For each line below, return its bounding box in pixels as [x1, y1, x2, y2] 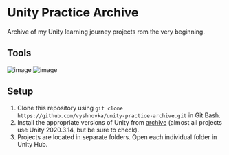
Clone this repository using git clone [17, 104, 124, 112]
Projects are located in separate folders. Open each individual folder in [17, 132, 217, 141]
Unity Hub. [17, 140, 48, 148]
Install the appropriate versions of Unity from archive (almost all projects [17, 118, 222, 126]
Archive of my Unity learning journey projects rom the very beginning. [7, 27, 205, 36]
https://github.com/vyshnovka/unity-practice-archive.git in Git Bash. [17, 111, 221, 119]
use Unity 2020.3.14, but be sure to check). [17, 126, 140, 134]
